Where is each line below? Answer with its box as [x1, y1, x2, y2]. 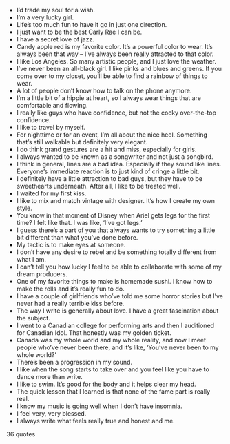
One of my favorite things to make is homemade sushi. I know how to [16, 278, 213, 285]
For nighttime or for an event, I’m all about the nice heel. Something [16, 131, 208, 139]
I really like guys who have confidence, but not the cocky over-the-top [16, 108, 217, 117]
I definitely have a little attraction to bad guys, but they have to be [16, 175, 202, 182]
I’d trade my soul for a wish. [16, 6, 96, 14]
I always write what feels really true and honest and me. [16, 417, 175, 425]
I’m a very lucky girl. [16, 13, 74, 21]
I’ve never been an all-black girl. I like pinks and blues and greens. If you [16, 65, 222, 73]
